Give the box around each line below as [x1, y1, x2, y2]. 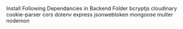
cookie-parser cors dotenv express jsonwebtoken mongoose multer [6, 11, 173, 18]
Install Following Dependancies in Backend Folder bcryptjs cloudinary [6, 5, 177, 12]
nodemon [6, 17, 30, 24]
